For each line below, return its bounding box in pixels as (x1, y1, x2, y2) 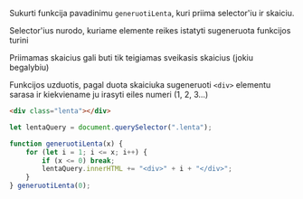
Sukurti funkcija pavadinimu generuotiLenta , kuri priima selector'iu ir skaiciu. (9, 8, 295, 18)
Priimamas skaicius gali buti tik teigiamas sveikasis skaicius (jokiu (9, 52, 253, 62)
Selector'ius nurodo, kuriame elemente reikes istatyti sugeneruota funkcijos (9, 25, 291, 35)
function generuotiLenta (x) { (9, 139, 124, 148)
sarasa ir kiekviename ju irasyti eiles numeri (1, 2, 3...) (9, 90, 209, 99)
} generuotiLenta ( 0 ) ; (9, 181, 91, 191)
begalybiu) (9, 62, 50, 72)
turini (9, 35, 29, 45)
